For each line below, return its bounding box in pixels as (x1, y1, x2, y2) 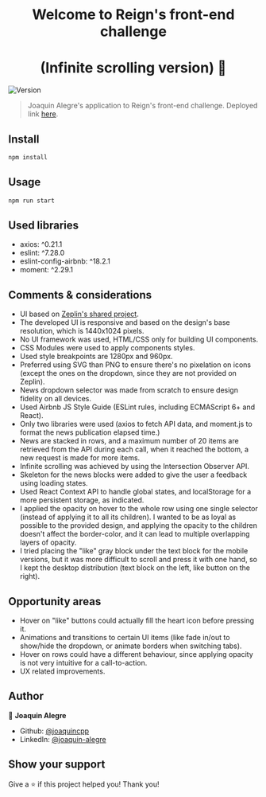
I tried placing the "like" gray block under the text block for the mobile (19, 546, 249, 556)
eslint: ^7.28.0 (19, 248, 65, 258)
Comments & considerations (8, 288, 152, 302)
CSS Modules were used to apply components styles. (19, 343, 195, 353)
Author (8, 690, 44, 703)
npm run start (8, 197, 56, 205)
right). (19, 572, 40, 581)
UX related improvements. (19, 666, 106, 676)
